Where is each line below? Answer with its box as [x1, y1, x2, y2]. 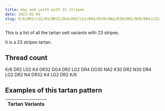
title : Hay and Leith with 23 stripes [5, 7, 84, 12]
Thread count [5, 54, 48, 62]
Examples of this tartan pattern [5, 86, 102, 94]
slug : [5, 16, 16, 21]
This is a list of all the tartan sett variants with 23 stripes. [5, 30, 119, 36]
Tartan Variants [7, 101, 45, 107]
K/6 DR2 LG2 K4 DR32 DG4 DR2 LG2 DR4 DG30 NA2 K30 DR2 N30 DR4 [5, 67, 152, 73]
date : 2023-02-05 [5, 12, 41, 17]
